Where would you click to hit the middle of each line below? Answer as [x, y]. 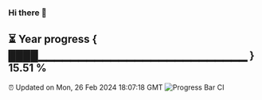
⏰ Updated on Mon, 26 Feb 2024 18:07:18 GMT [86, 87]
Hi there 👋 [28, 13]
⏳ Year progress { [53, 39]
